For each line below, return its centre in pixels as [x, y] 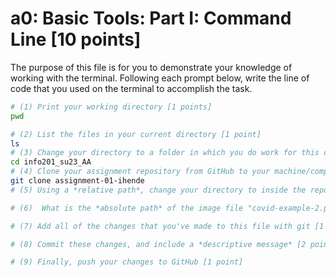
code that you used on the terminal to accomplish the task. [131, 88]
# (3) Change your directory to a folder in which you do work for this [165, 153]
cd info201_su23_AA [51, 162]
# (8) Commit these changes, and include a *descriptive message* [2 [158, 244]
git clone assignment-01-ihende [77, 181]
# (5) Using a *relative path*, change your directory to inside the [158, 190]
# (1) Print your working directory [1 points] [111, 107]
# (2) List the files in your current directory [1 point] [136, 134]
